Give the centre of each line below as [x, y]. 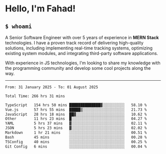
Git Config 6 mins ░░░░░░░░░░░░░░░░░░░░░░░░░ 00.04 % [76, 147]
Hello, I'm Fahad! [40, 9]
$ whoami [19, 26]
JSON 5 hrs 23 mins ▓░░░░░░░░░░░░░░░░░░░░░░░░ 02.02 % [76, 128]
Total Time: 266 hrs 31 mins [35, 96]
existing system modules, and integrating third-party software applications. [82, 53]
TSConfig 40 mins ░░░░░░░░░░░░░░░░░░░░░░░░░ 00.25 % [76, 142]
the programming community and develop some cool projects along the [78, 68]
